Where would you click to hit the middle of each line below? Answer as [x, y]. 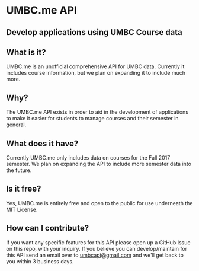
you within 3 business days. [40, 261]
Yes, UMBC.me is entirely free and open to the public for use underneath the [99, 203]
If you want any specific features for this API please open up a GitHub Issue [98, 242]
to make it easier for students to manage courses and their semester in [92, 119]
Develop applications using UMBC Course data [94, 32]
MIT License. [22, 209]
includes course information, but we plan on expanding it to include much [96, 73]
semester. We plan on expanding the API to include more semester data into [99, 164]
